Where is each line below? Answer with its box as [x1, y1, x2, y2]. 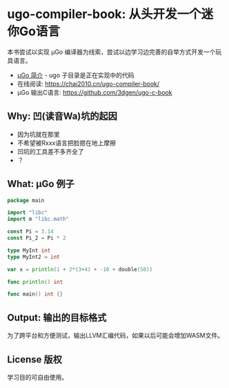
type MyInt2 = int [7, 253, 60, 260]
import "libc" [7, 209, 48, 216]
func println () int [7, 278, 63, 285]
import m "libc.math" [7, 215, 70, 223]
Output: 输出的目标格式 [7, 311, 107, 323]
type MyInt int [7, 246, 51, 254]
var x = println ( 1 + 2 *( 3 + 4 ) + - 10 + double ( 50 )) [7, 266, 153, 273]
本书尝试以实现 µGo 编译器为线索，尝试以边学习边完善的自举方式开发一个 [7, 48, 216, 56]
